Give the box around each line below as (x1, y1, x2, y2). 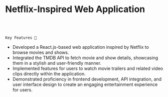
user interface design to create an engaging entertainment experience (12, 81, 158, 87)
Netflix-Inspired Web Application (5, 4, 145, 15)
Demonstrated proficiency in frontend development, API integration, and (12, 76, 162, 82)
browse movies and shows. (12, 49, 69, 55)
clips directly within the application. (12, 70, 86, 76)
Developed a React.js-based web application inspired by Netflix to (12, 44, 149, 50)
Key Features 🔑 (5, 35, 37, 40)
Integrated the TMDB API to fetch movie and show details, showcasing (12, 54, 158, 61)
